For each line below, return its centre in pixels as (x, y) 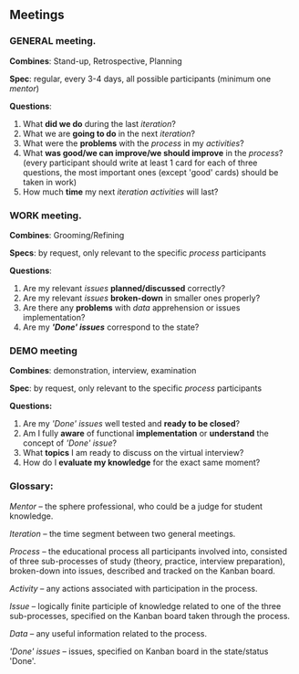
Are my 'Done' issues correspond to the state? (111, 327)
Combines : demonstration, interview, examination (103, 371)
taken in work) (50, 182)
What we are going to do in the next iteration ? (109, 133)
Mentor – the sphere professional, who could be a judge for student (136, 506)
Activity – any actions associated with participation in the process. (134, 588)
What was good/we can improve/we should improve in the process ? (153, 153)
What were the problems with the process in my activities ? (133, 143)
